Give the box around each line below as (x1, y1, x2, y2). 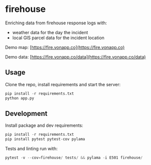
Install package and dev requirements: (5, 122, 83, 128)
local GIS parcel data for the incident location (12, 35, 105, 41)
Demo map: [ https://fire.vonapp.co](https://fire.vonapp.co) (5, 44, 125, 50)
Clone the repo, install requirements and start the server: (5, 81, 121, 87)
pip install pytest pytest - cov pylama (5, 137, 85, 142)
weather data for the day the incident (12, 29, 88, 35)
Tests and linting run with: (5, 146, 58, 152)
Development (5, 109, 48, 117)
